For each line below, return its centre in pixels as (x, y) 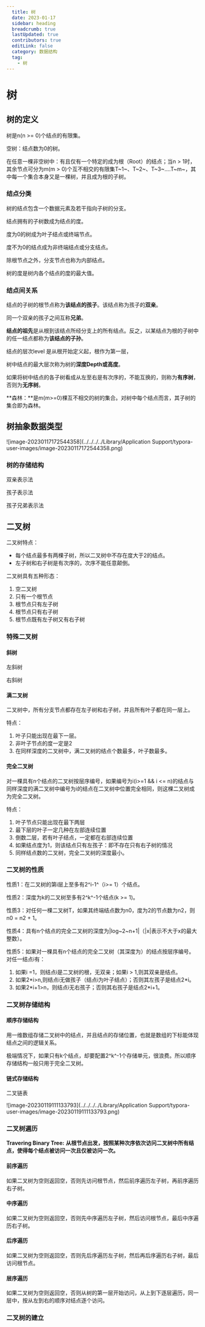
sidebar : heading (34, 23)
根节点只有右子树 (37, 612)
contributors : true (37, 40)
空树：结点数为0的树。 (35, 148)
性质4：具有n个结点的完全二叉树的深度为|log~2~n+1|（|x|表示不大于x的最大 (102, 930)
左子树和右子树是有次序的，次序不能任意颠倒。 (74, 563)
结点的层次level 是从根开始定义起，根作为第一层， (69, 351)
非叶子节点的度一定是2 (44, 743)
